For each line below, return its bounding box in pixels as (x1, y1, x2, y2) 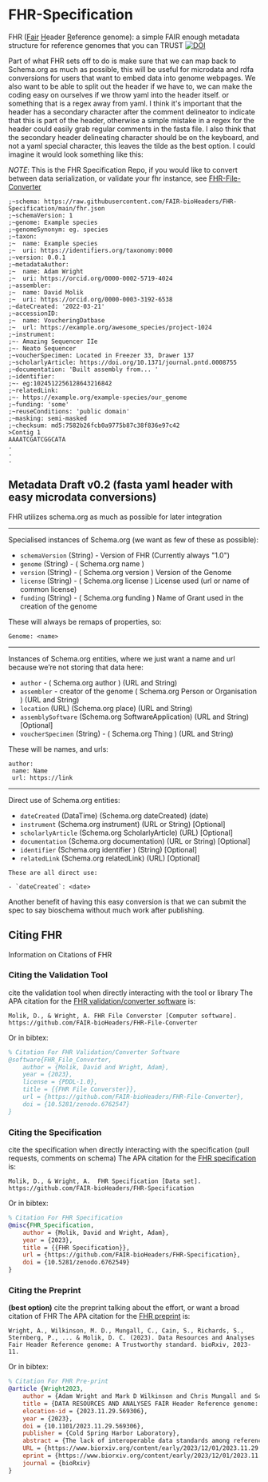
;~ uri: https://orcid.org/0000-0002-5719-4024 (8, 274, 173, 282)
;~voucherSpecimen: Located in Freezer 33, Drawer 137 (8, 351, 195, 359)
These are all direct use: (8, 869, 98, 877)
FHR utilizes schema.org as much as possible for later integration (8, 512, 222, 521)
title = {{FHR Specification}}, (22, 1244, 130, 1252)
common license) (19, 584, 77, 593)
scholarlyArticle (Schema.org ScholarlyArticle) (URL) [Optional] (19, 828, 234, 837)
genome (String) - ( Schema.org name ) (19, 558, 145, 569)
